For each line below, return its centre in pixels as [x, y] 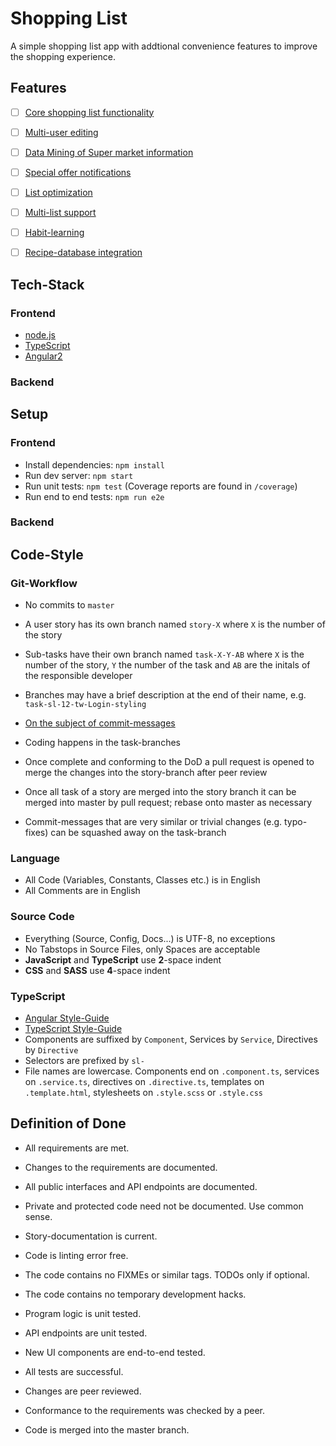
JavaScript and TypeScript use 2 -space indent [123, 959]
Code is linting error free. [76, 1255]
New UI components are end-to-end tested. [115, 1352]
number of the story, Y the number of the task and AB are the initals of [167, 665]
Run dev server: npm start [79, 475]
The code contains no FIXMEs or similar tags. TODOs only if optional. [167, 1274]
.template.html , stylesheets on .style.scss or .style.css [143, 1093]
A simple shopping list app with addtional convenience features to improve [164, 46]
